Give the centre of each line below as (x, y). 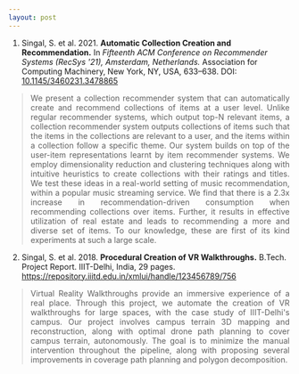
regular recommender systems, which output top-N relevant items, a (160, 117)
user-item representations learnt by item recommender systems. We (160, 154)
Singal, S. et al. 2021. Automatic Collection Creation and (126, 43)
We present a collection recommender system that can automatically (160, 98)
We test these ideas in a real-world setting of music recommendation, (160, 183)
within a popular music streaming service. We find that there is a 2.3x (160, 192)
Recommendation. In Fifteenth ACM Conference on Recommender (145, 52)
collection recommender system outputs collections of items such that (160, 126)
